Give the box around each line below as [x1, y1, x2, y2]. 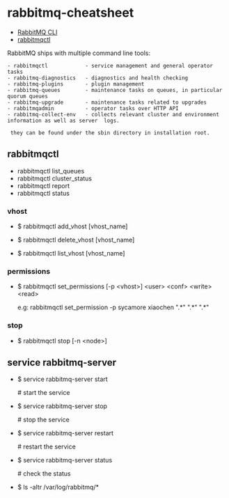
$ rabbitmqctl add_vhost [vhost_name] [17, 222, 128, 231]
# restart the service [17, 442, 77, 451]
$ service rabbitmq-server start [17, 375, 108, 384]
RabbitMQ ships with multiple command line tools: [7, 49, 151, 57]
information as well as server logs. [7, 117, 120, 124]
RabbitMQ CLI [17, 28, 58, 36]
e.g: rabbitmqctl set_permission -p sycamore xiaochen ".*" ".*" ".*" [17, 303, 210, 311]
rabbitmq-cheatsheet [7, 5, 134, 21]
